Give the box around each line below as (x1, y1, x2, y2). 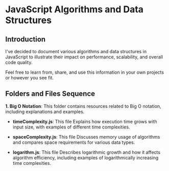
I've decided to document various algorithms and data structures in (5, 49, 147, 54)
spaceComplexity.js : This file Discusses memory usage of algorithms (12, 134, 160, 140)
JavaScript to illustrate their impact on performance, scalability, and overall (5, 54, 163, 60)
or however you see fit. (5, 75, 54, 80)
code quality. (5, 59, 33, 65)
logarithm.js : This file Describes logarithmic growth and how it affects (12, 149, 161, 155)
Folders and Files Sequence (5, 90, 95, 98)
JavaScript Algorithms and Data (5, 4, 144, 15)
